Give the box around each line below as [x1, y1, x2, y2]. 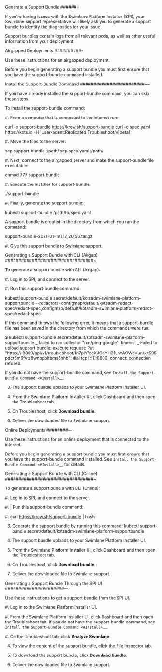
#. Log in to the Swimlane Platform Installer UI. [5, 605, 98, 610]
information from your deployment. [5, 38, 75, 44]
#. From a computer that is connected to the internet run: [5, 115, 118, 120]
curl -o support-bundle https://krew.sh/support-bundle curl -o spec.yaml [5, 124, 150, 130]
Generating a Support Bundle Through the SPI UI [5, 580, 102, 586]
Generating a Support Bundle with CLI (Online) [5, 471, 98, 476]
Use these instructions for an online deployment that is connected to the [5, 437, 149, 442]
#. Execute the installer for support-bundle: [5, 182, 91, 187]
